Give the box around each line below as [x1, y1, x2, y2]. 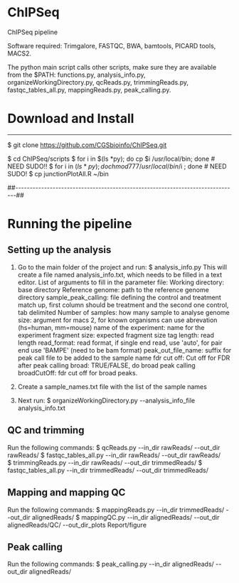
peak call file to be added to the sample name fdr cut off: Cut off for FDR [17, 353, 230, 362]
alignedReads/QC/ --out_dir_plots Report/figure [7, 520, 147, 529]
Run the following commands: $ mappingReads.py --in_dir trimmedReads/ [7, 506, 225, 514]
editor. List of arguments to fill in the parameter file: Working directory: [17, 278, 224, 287]
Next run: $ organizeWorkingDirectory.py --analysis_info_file [17, 396, 196, 405]
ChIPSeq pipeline [7, 28, 58, 36]
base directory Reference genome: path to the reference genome [17, 285, 210, 294]
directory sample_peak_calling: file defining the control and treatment [17, 293, 222, 301]
